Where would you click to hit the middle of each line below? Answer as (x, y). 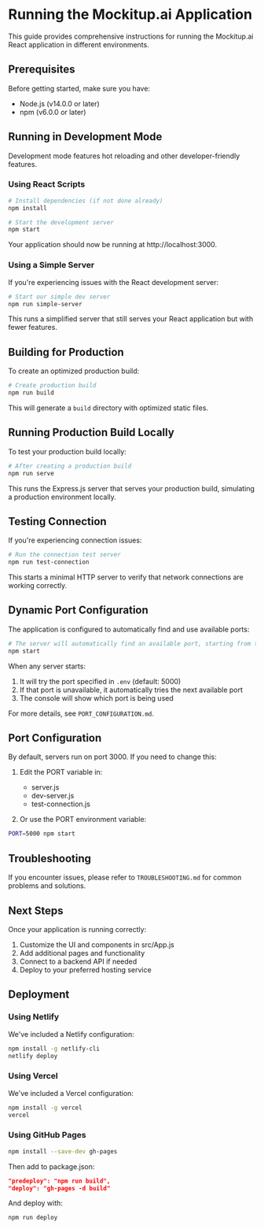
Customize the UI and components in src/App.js (97, 944)
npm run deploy (33, 1218)
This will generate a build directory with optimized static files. (108, 408)
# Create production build (52, 386)
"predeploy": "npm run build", (59, 1181)
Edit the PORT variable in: (61, 772)
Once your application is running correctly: (77, 929)
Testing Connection (58, 521)
